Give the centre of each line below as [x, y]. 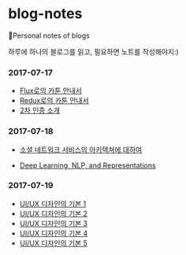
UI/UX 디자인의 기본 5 [54, 243]
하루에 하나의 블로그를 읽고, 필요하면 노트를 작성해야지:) [93, 51]
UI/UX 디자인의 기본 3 [54, 223]
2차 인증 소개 [40, 110]
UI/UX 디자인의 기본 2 [54, 213]
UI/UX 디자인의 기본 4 [54, 233]
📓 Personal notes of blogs [49, 35]
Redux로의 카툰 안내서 [54, 101]
